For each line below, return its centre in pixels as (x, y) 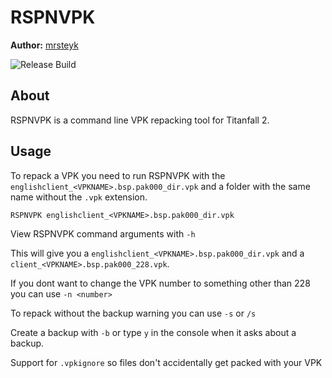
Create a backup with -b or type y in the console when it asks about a (153, 332)
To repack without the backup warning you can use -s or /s (133, 313)
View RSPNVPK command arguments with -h (103, 233)
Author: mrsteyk (44, 45)
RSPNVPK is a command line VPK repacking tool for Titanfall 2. (140, 120)
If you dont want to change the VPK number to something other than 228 (160, 283)
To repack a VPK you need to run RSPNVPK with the (118, 175)
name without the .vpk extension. (79, 197)
